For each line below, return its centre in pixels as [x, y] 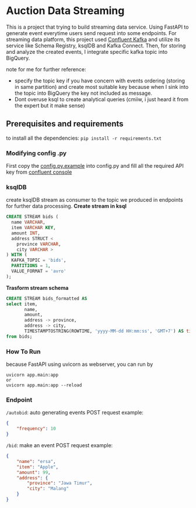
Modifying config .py [36, 153]
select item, [22, 304]
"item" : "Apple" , [38, 467]
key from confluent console [39, 172]
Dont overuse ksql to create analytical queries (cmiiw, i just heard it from [101, 99]
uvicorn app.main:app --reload [44, 385]
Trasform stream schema [37, 288]
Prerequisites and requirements [65, 124]
